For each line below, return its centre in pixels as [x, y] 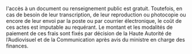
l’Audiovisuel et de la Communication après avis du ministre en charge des [96, 40]
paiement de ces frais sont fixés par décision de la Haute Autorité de [89, 33]
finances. [17, 46]
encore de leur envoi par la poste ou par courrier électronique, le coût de [94, 21]
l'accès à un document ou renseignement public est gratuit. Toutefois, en [94, 9]
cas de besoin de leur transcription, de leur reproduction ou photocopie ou [96, 15]
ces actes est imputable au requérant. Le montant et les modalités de [90, 27]
